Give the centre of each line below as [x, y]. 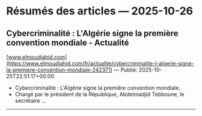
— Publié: [125, 70]
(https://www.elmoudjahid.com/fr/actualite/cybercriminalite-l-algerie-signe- [100, 63]
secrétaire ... [30, 101]
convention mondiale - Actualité [68, 42]
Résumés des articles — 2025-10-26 [100, 11]
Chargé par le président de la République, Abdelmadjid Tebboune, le [99, 94]
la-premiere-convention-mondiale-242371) [60, 70]
